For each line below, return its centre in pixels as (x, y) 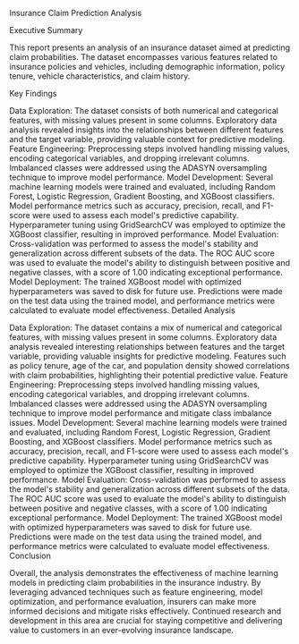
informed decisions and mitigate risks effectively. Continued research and (145, 611)
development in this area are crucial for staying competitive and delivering (146, 620)
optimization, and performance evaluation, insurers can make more (133, 602)
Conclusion (30, 555)
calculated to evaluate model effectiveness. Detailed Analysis (122, 310)
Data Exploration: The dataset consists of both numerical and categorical (144, 110)
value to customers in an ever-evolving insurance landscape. (122, 630)
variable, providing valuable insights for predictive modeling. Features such (148, 356)
